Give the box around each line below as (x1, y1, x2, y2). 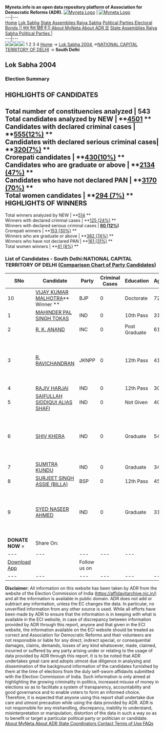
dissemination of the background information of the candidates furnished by (5, 663, 159, 669)
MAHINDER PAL (35, 308, 72, 315)
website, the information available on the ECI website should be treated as (5, 627, 154, 633)
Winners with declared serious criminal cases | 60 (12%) (5, 222, 120, 228)
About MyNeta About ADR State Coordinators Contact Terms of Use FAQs (5, 720, 154, 726)
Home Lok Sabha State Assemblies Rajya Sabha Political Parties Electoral (5, 20, 153, 25)
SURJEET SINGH (35, 474, 74, 481)
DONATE (7, 536, 28, 543)
